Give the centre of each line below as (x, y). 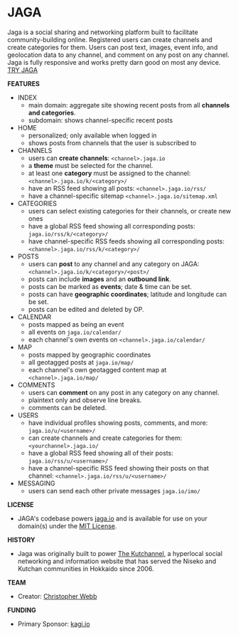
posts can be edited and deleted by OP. (86, 309)
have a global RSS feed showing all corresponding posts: (112, 226)
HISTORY (21, 540)
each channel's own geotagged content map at (97, 369)
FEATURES (24, 83)
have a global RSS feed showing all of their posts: (101, 453)
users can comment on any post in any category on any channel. (124, 392)
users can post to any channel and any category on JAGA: (114, 263)
